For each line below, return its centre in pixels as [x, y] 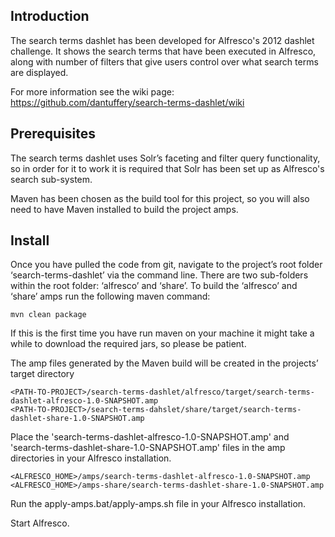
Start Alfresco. [40, 523]
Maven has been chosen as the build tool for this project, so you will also [160, 198]
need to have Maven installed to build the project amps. [124, 209]
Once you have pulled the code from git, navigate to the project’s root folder [166, 265]
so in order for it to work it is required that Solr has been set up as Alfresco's [167, 168]
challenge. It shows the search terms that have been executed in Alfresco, [163, 51]
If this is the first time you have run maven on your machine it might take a [162, 333]
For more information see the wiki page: [92, 91]
